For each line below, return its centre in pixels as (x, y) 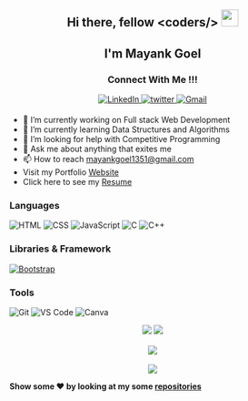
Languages (35, 206)
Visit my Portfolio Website (71, 172)
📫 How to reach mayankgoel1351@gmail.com (108, 159)
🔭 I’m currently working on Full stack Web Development (126, 120)
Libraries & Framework (60, 249)
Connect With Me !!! (153, 79)
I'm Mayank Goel (153, 53)
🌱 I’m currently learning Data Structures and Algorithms (126, 129)
